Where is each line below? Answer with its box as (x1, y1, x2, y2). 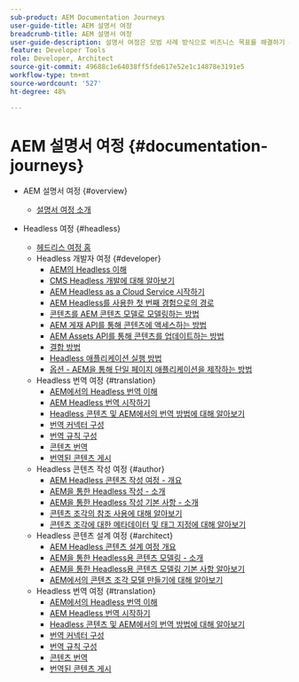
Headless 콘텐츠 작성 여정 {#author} (35, 464, 165, 474)
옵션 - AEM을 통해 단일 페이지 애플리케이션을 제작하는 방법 (49, 365, 253, 375)
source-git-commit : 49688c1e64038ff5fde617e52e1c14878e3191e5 (10, 63, 245, 72)
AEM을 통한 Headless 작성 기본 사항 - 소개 (49, 498, 199, 508)
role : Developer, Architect (10, 54, 114, 63)
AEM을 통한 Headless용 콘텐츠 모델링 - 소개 (49, 553, 204, 563)
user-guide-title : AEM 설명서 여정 (10, 21, 132, 30)
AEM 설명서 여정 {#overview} (22, 185, 128, 196)
